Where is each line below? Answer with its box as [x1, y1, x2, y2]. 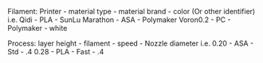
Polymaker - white [7, 24, 68, 32]
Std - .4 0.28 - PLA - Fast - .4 [7, 47, 104, 56]
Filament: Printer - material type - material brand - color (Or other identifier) [7, 7, 256, 16]
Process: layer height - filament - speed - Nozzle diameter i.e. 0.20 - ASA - [7, 39, 254, 48]
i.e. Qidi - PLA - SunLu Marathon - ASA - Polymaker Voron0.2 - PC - [7, 15, 231, 24]
